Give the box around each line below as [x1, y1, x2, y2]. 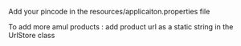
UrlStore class [8, 31, 55, 40]
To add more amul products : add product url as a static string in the [8, 22, 234, 31]
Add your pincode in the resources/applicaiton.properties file [8, 7, 210, 16]
